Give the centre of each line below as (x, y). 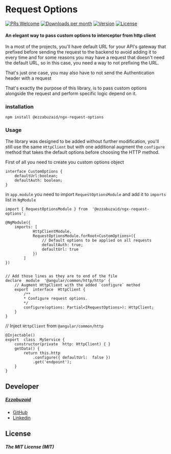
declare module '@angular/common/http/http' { (58, 280)
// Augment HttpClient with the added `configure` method (77, 285)
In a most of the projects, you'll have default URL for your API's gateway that (86, 46)
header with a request (29, 78)
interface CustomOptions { (34, 171)
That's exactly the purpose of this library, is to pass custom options (76, 88)
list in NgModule (21, 200)
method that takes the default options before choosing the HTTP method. (82, 152)
